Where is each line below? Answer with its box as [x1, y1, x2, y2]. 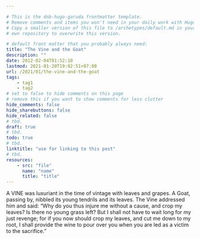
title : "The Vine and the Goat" [6, 47, 86, 53]
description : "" [6, 52, 46, 58]
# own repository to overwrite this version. [6, 30, 121, 36]
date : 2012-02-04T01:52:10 [6, 58, 73, 63]
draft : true [6, 124, 36, 130]
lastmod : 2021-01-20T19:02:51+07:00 [6, 63, 97, 69]
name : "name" [21, 168, 55, 174]
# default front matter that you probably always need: [6, 41, 148, 47]
